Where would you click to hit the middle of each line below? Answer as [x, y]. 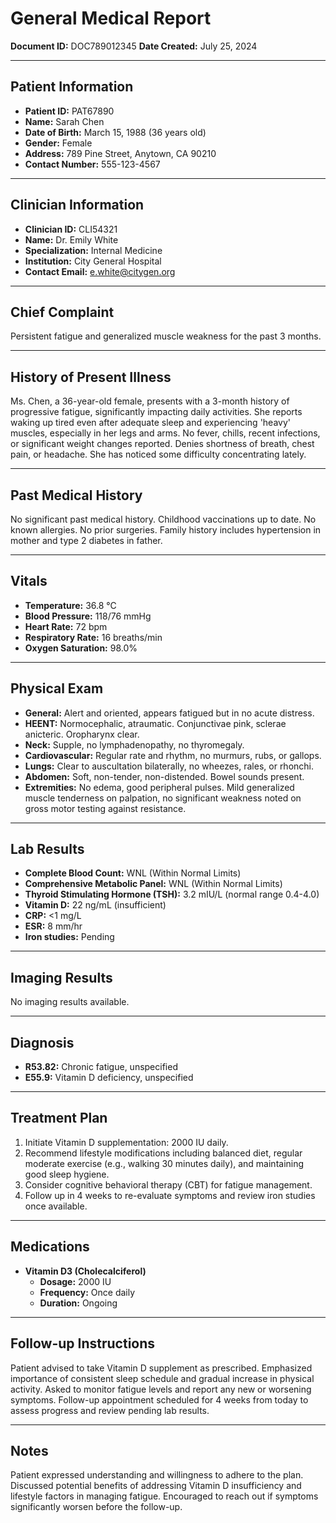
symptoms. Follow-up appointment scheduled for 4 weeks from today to [159, 1399]
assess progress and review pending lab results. [110, 1410]
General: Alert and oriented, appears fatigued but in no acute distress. [169, 713]
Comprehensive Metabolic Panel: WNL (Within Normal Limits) [153, 884]
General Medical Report [111, 18]
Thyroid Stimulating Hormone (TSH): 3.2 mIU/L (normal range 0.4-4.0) [172, 894]
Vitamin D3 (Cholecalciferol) [85, 1271]
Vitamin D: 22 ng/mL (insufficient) [95, 905]
